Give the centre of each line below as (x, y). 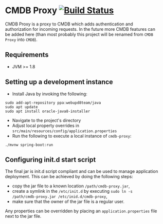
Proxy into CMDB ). (21, 40)
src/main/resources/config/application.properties (64, 131)
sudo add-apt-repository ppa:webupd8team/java (53, 102)
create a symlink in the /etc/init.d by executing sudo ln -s (72, 191)
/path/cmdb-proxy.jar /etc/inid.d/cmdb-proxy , (60, 196)
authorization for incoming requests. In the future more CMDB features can (80, 29)
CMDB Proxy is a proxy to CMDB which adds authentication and (69, 24)
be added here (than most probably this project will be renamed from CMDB (79, 34)
